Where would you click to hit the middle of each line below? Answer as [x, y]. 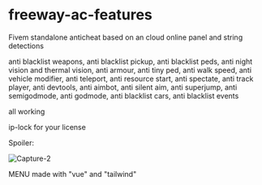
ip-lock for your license [47, 127]
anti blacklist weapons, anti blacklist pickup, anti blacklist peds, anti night [131, 61]
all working [27, 111]
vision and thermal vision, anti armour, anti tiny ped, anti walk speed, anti [130, 69]
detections [26, 45]
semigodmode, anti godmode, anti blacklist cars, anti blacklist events [124, 95]
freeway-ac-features [80, 15]
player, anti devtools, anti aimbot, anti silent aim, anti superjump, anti [123, 87]
